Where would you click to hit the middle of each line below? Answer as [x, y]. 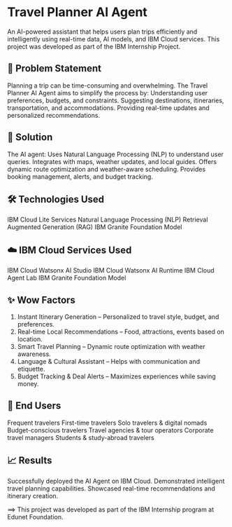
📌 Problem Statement [55, 68]
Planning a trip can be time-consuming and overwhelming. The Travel [108, 85]
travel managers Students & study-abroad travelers [81, 437]
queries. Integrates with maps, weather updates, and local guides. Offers [112, 161]
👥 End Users [34, 406]
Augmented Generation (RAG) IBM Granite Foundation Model [95, 227]
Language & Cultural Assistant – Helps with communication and [109, 361]
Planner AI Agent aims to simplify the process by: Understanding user [108, 93]
